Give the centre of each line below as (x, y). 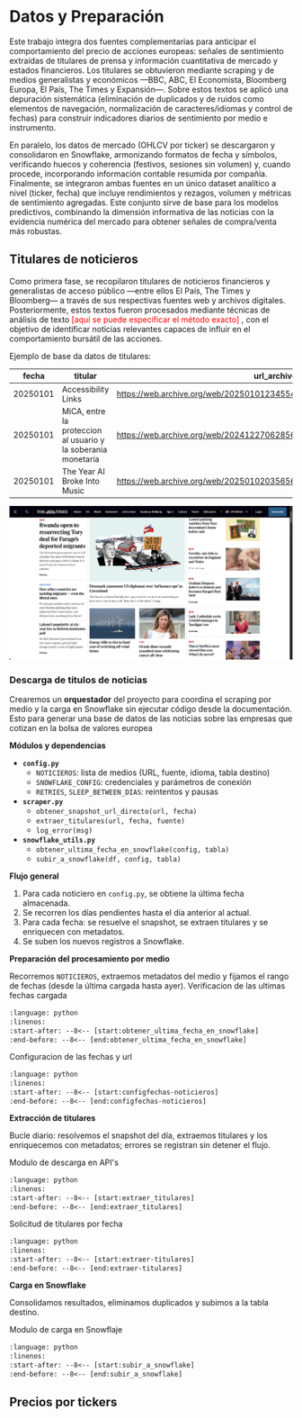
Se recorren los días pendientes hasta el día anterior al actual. (137, 913)
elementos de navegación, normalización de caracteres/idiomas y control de (151, 108)
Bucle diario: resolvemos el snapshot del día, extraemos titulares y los (138, 1135)
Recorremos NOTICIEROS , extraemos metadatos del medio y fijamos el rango (149, 976)
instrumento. (33, 127)
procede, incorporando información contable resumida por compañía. (138, 174)
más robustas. (36, 230)
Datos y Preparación (87, 17)
